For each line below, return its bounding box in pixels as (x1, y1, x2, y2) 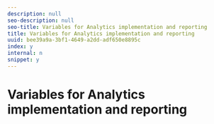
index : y (7, 43, 33, 50)
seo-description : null (7, 17, 74, 24)
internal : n (7, 50, 43, 57)
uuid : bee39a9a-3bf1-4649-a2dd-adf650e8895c (7, 37, 141, 44)
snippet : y (7, 56, 40, 63)
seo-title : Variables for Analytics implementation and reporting (7, 23, 208, 30)
